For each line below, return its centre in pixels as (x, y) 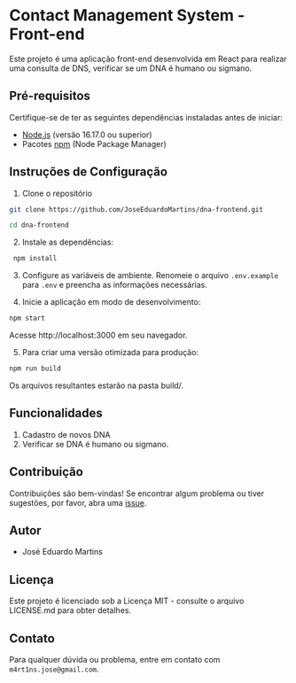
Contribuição (47, 472)
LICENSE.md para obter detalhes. (70, 610)
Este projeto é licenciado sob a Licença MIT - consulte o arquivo (127, 601)
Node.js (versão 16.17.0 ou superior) (87, 135)
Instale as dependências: (67, 242)
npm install (35, 259)
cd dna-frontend (39, 225)
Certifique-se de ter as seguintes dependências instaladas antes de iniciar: (146, 117)
